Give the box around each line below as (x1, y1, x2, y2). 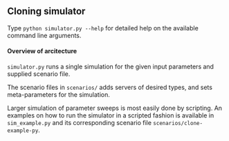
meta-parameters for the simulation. (7, 91, 111, 99)
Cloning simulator (7, 6, 86, 17)
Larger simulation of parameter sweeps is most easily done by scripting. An (7, 104, 223, 113)
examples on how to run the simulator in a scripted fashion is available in (7, 111, 214, 120)
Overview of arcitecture (7, 47, 77, 55)
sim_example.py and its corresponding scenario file (7, 119, 152, 127)
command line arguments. (7, 31, 82, 39)
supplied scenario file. (7, 70, 71, 78)
